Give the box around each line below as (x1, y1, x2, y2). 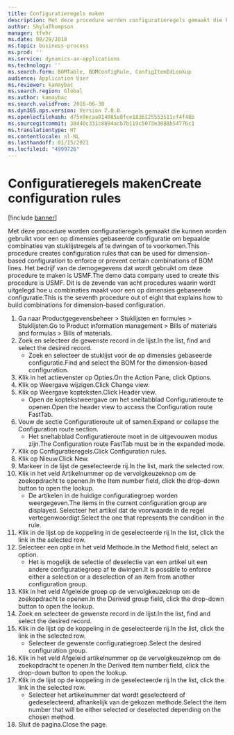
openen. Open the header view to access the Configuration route (28, 402, 213, 411)
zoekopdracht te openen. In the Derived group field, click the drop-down (17, 595, 224, 603)
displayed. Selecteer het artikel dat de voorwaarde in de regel (28, 506, 205, 514)
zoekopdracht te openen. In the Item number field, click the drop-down (17, 477, 220, 485)
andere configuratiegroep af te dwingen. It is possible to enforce (28, 565, 211, 573)
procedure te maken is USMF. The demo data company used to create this (8, 271, 219, 279)
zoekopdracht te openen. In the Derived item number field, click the (17, 661, 210, 669)
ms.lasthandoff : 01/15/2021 (8, 140, 90, 147)
